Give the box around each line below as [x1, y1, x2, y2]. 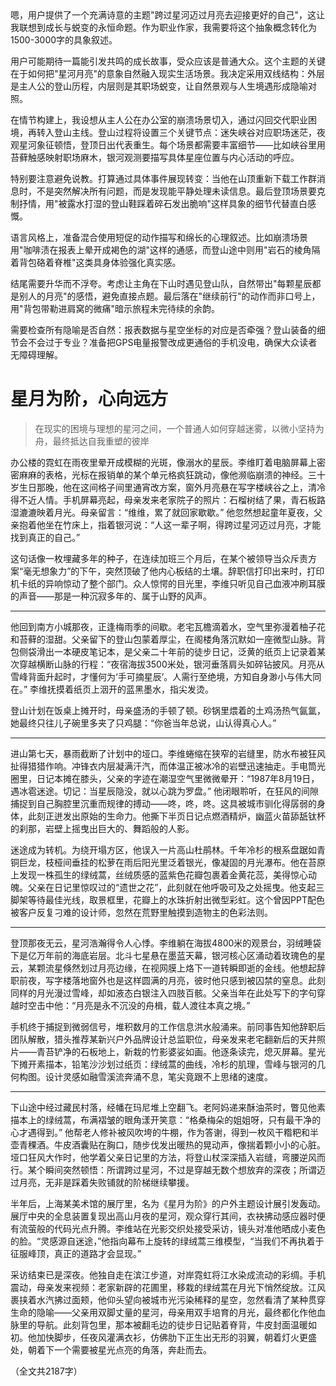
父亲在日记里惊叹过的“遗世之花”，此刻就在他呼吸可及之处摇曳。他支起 [27, 881, 317, 893]
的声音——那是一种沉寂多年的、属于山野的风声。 [10, 590, 212, 602]
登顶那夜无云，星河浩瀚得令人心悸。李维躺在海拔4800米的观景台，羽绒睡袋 [10, 937, 322, 949]
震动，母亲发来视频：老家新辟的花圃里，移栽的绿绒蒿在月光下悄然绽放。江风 [10, 1281, 326, 1293]
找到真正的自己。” [10, 531, 81, 543]
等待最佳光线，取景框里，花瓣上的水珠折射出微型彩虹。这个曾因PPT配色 [27, 893, 325, 906]
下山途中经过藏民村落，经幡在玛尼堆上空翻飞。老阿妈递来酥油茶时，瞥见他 [10, 1101, 317, 1113]
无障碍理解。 [10, 349, 63, 361]
